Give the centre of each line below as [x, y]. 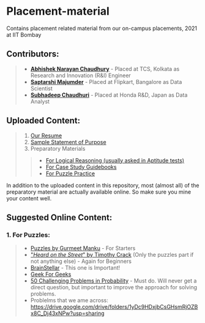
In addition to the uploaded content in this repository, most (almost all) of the [103, 185]
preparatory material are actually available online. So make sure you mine [99, 192]
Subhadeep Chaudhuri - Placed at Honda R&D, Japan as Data [109, 95]
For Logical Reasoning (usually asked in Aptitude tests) [115, 160]
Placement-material [58, 11]
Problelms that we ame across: [69, 300]
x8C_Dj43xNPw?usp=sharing [68, 313]
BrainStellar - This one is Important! [75, 268]
